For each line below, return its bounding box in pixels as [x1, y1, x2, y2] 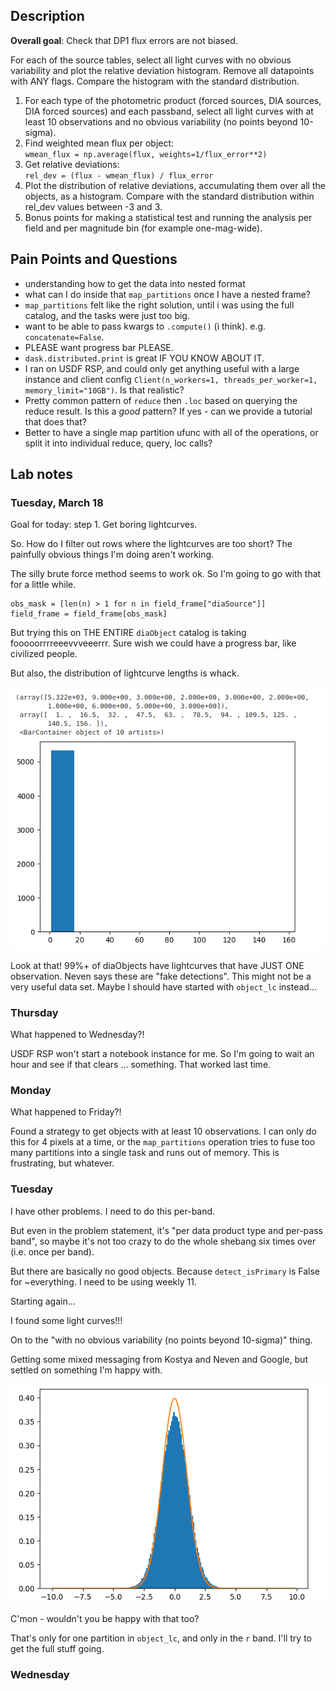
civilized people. [10, 648, 78, 660]
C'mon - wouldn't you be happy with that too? [10, 1612, 200, 1624]
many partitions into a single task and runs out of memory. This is [10, 1147, 280, 1159]
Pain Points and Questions [10, 251, 178, 268]
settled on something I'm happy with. [10, 1364, 163, 1376]
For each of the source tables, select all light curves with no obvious [10, 54, 292, 66]
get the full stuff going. [10, 1642, 105, 1654]
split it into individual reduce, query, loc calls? [24, 437, 213, 449]
